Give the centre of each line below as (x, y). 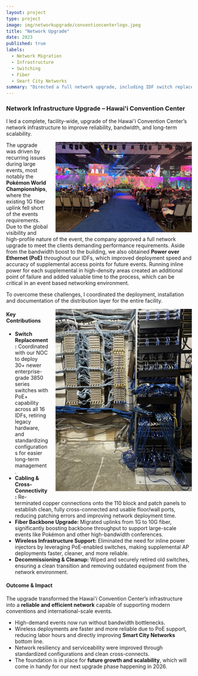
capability (27, 403)
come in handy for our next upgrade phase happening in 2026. (91, 666)
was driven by (23, 152)
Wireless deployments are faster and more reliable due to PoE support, (100, 629)
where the (19, 195)
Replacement (31, 340)
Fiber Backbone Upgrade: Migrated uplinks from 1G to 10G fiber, (93, 521)
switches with (31, 390)
